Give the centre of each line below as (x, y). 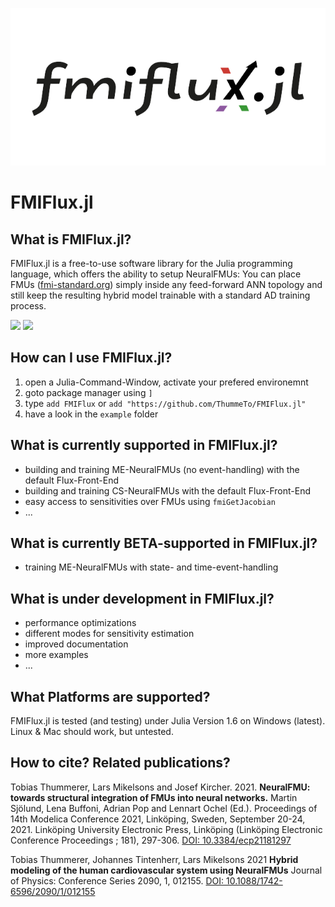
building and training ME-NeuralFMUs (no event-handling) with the (162, 469)
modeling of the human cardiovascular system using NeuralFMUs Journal (166, 870)
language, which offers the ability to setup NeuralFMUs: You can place (156, 274)
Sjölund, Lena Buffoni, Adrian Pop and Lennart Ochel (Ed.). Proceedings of (164, 808)
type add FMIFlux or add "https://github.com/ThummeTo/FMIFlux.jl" (165, 403)
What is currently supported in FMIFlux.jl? (144, 445)
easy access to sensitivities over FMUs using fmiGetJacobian (150, 501)
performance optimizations (80, 623)
